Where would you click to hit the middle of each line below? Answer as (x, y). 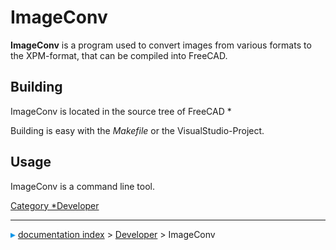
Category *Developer (55, 205)
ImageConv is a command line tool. (83, 186)
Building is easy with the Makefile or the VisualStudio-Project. (137, 130)
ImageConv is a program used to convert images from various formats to (161, 45)
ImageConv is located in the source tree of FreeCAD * (121, 111)
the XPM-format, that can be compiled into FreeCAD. (119, 55)
